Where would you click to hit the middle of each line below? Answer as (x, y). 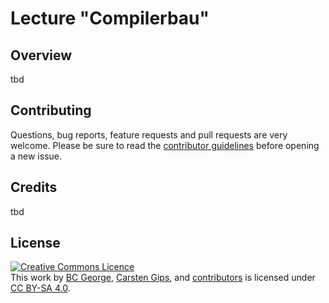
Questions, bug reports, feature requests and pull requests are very (149, 134)
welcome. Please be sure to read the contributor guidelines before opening (165, 145)
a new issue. (36, 156)
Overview (41, 55)
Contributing (51, 110)
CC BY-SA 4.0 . (40, 288)
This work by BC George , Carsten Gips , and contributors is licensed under (163, 278)
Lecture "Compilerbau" (110, 18)
